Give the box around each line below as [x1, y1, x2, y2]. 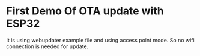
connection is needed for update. [6, 43, 89, 50]
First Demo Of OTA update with [6, 4, 164, 18]
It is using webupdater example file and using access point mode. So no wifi [6, 36, 195, 43]
